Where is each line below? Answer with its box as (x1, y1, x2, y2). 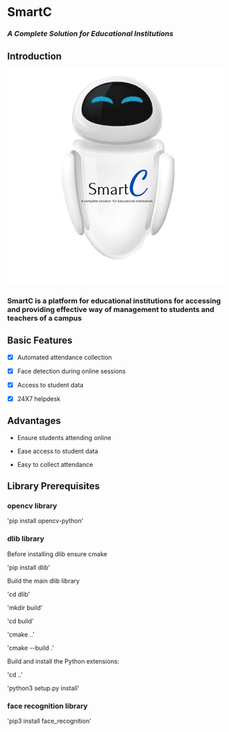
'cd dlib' (7, 589, 30, 598)
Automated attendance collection (17, 353, 112, 361)
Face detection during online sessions (17, 367, 126, 375)
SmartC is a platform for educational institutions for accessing (7, 295, 221, 305)
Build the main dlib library (7, 576, 80, 585)
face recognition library (7, 701, 88, 711)
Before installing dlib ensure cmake (7, 549, 107, 558)
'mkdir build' (7, 603, 43, 612)
